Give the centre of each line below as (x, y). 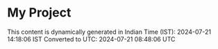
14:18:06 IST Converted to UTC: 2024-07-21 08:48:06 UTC (91, 39)
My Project (39, 13)
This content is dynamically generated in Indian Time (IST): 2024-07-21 (109, 32)
